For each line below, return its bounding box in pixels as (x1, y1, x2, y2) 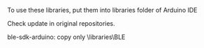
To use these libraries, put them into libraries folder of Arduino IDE (7, 6, 198, 14)
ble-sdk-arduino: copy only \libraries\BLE (7, 33, 126, 41)
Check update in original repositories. (7, 19, 115, 27)
